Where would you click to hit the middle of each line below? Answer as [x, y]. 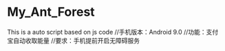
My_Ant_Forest [51, 12]
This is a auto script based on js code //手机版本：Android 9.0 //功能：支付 [113, 32]
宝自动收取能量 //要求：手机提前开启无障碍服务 [74, 40]
